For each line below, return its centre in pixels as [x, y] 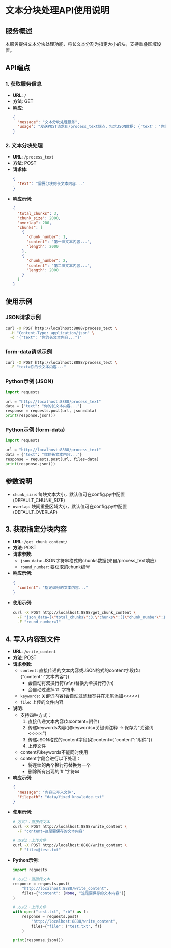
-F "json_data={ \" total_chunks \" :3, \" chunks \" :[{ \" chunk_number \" [89, 617]
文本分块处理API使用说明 [57, 10]
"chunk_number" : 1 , [47, 237]
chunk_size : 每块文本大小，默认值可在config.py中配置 [69, 494]
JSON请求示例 [23, 318]
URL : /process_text [33, 157]
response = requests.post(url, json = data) [51, 411]
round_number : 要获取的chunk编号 [55, 567]
